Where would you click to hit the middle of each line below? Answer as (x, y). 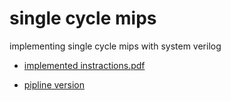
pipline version (54, 84)
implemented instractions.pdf (84, 65)
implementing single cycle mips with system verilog (115, 46)
